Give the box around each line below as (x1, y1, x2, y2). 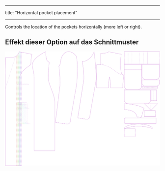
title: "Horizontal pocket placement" (5, 10, 78, 15)
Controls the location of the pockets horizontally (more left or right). (5, 24, 142, 29)
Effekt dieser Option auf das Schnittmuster (5, 38, 139, 47)
